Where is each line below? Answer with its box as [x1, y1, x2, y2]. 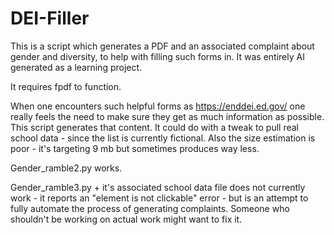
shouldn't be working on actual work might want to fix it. [10, 213, 243, 225]
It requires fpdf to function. [10, 80, 122, 92]
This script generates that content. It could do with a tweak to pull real [10, 121, 299, 133]
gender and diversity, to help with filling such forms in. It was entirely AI [10, 50, 305, 62]
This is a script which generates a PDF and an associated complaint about [10, 40, 315, 52]
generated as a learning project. [10, 61, 143, 73]
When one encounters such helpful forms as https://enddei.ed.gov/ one [10, 100, 306, 112]
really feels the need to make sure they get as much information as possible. [10, 110, 325, 122]
